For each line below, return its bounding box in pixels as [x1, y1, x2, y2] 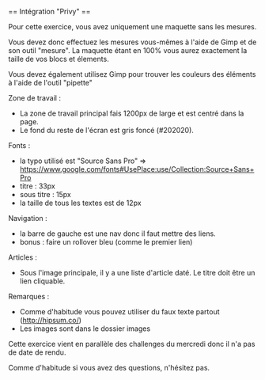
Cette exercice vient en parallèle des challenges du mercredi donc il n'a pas [8, 340, 256, 348]
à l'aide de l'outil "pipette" [8, 78, 93, 87]
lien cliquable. [19, 276, 66, 286]
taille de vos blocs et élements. [8, 55, 109, 63]
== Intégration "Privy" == [8, 7, 91, 16]
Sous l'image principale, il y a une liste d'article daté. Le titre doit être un [19, 268, 256, 277]
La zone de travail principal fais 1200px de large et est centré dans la [19, 108, 244, 118]
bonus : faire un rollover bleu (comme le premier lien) [19, 237, 193, 246]
